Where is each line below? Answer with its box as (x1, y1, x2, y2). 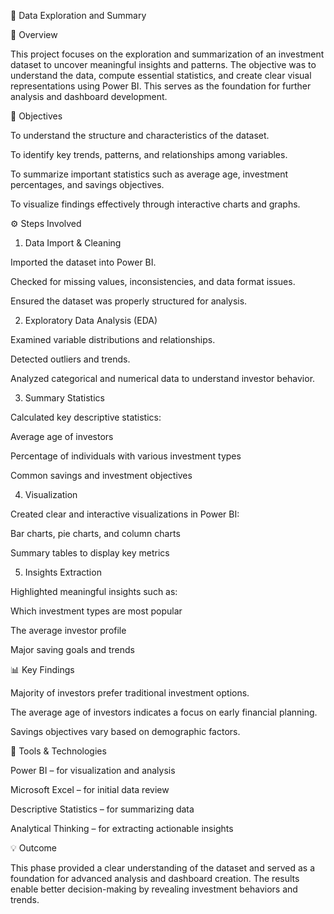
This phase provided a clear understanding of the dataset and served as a (10, 862, 315, 874)
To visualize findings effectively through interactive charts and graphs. (10, 198, 301, 210)
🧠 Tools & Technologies (10, 745, 107, 757)
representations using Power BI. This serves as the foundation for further (10, 80, 312, 92)
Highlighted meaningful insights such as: (10, 586, 178, 597)
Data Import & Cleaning (24, 237, 122, 249)
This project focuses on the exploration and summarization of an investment (10, 48, 325, 60)
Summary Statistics (24, 392, 105, 404)
